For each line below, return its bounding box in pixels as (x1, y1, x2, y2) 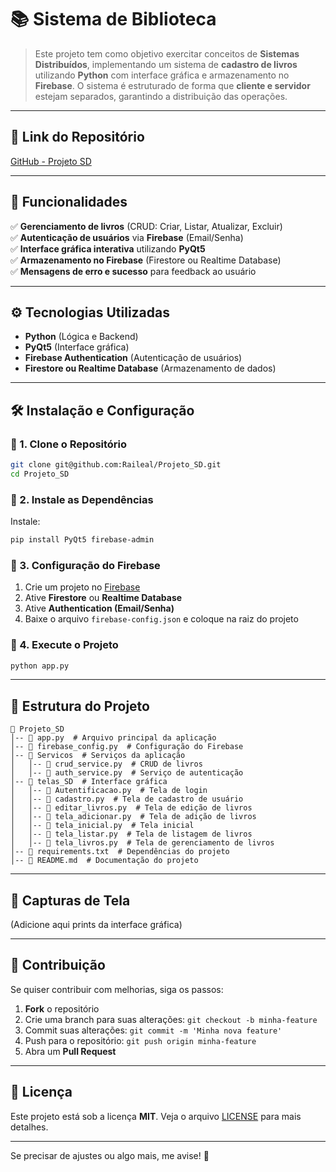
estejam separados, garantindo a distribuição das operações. (34, 90, 288, 102)
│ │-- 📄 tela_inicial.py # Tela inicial (10, 821, 195, 831)
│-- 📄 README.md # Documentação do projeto (10, 856, 199, 866)
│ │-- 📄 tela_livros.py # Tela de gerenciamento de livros (10, 838, 275, 848)
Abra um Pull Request (24, 1045, 117, 1057)
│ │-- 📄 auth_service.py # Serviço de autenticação (10, 768, 244, 778)
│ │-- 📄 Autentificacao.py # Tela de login (10, 786, 208, 796)
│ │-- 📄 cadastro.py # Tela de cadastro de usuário (10, 794, 244, 805)
